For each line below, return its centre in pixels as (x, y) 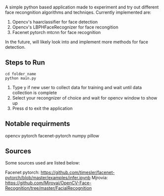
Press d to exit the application (42, 108)
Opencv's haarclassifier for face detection (55, 22)
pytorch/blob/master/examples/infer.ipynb (48, 178)
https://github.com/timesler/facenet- (78, 172)
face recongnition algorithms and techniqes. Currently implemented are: (78, 12)
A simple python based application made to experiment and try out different (82, 7)
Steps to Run (25, 63)
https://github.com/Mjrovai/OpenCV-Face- (48, 183)
